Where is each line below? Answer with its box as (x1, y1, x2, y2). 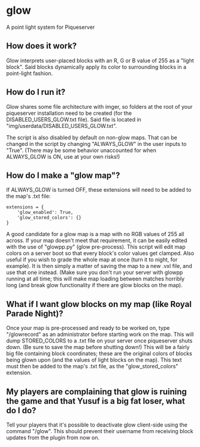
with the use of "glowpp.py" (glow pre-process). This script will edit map (6, 243, 186, 251)
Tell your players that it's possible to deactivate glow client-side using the (6, 421, 187, 428)
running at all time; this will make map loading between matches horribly (6, 275, 185, 282)
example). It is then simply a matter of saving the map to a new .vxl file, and (6, 263, 193, 270)
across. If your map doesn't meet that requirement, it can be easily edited (6, 237, 187, 244)
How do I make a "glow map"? (6, 170, 120, 180)
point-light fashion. (6, 70, 53, 77)
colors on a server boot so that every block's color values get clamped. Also (6, 250, 195, 257)
